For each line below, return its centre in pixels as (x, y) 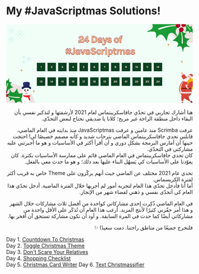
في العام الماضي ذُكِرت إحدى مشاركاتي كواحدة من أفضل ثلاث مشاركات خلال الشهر (101, 203)
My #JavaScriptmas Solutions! (84, 11)
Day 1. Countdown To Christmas (45, 239)
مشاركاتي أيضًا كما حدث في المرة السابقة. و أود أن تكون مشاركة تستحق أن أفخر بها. (100, 216)
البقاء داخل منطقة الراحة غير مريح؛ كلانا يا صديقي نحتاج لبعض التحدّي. (117, 118)
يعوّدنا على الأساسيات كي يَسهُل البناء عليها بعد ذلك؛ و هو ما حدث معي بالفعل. (109, 161)
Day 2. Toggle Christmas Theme (45, 246)
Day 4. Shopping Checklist (38, 258)
